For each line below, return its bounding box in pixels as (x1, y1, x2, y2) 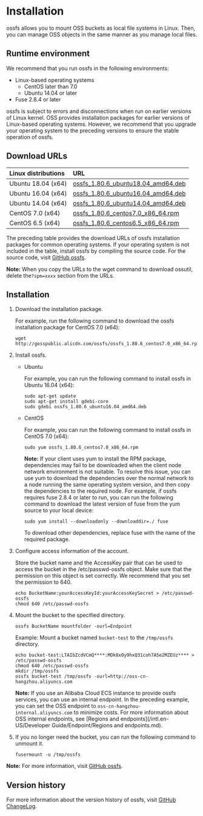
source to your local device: (24, 507, 94, 514)
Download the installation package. (15, 306, 103, 313)
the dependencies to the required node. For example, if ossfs (24, 487, 177, 495)
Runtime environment (6, 49, 90, 59)
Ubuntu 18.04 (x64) (9, 179, 67, 188)
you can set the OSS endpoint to (15, 702, 96, 710)
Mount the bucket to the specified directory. (15, 612, 125, 619)
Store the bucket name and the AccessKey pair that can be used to (15, 559, 183, 566)
